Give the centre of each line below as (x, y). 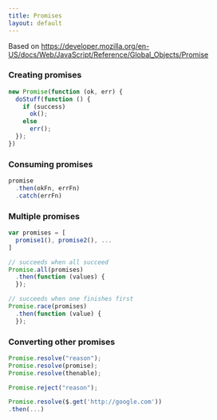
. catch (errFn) (39, 196)
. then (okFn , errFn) (48, 188)
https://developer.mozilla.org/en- (95, 46)
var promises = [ (37, 233)
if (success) (44, 106)
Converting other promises (62, 342)
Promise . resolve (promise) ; (53, 366)
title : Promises (35, 16)
